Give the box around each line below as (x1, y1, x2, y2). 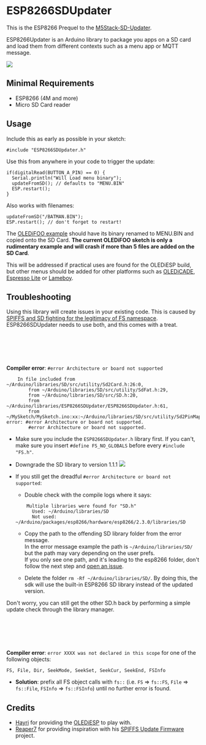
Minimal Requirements (6, 78, 94, 89)
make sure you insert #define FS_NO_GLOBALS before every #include (15, 442, 185, 449)
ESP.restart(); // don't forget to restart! (6, 219, 122, 225)
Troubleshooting (6, 292, 72, 302)
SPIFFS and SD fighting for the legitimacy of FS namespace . (6, 315, 158, 322)
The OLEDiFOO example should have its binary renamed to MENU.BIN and (6, 229, 194, 237)
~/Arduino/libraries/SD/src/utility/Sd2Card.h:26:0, (6, 381, 144, 388)
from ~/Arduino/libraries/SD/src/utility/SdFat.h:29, (28, 387, 169, 393)
